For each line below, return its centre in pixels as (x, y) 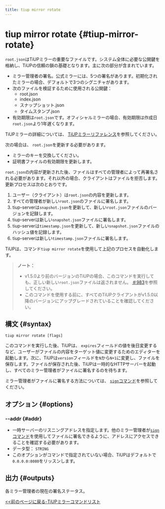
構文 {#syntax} (28, 324)
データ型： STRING (30, 449)
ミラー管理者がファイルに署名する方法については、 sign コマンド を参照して (82, 381)
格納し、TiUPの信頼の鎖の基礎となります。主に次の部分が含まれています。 (81, 65)
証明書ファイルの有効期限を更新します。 (53, 161)
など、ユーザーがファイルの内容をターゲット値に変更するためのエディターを (83, 352)
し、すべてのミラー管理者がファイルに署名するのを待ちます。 (67, 370)
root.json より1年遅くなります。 (45, 123)
